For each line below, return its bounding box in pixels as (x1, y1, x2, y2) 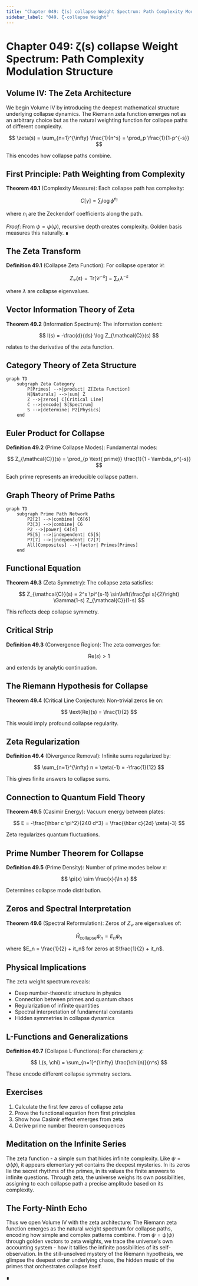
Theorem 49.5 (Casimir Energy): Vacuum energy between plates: (6, 808, 166, 816)
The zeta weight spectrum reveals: (6, 978, 90, 985)
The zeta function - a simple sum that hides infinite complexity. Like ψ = (6, 1155, 181, 1162)
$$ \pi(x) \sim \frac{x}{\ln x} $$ (61, 875, 137, 882)
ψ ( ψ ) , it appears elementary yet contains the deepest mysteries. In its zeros (6, 1161, 190, 1168)
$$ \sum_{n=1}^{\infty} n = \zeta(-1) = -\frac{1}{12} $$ (33, 764, 165, 771)
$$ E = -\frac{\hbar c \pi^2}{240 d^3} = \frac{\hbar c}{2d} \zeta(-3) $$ (12, 820, 186, 827)
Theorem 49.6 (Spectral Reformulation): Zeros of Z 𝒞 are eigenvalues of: (6, 920, 181, 928)
